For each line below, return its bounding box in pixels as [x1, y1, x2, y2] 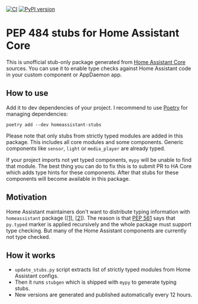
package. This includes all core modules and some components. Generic [6, 138, 184, 145]
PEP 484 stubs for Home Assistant [6, 27, 180, 40]
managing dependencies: [6, 110, 68, 117]
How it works [6, 250, 56, 260]
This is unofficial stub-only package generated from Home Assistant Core [6, 58, 186, 65]
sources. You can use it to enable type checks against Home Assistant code [6, 65, 191, 72]
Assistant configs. [14, 273, 59, 280]
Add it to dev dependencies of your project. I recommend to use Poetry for [6, 104, 188, 111]
